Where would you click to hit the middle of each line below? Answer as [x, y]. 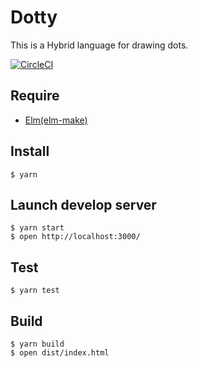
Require [35, 96]
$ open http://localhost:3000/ [75, 237]
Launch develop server [83, 204]
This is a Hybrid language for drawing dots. [99, 45]
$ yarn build [37, 344]
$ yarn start [37, 228]
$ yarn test [35, 291]
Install [30, 151]
